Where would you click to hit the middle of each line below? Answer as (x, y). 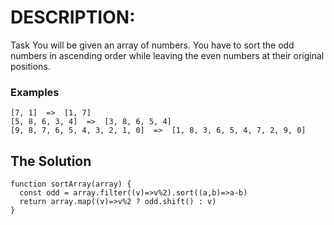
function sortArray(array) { (71, 184)
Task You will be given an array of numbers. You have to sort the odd (152, 45)
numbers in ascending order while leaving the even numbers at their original (167, 55)
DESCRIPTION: (73, 17)
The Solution (51, 161)
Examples (35, 92)
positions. (30, 66)
